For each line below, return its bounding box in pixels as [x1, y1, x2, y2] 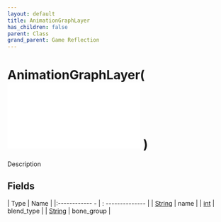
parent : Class [7, 30, 50, 37]
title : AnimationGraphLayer [7, 17, 91, 24]
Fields [7, 180, 35, 192]
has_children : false [7, 23, 69, 30]
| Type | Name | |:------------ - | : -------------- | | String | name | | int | [7, 199, 215, 207]
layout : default [7, 10, 55, 18]
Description [7, 160, 41, 168]
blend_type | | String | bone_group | [7, 206, 111, 215]
